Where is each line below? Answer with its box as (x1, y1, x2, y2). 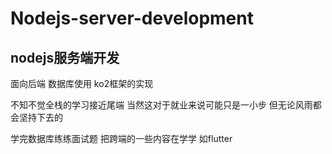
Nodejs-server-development (10, 7, 254, 30)
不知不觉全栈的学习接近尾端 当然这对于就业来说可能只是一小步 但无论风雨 (10, 99, 313, 111)
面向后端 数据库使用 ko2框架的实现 (10, 78, 154, 89)
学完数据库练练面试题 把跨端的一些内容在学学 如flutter (10, 133, 233, 144)
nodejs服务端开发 (10, 49, 120, 66)
